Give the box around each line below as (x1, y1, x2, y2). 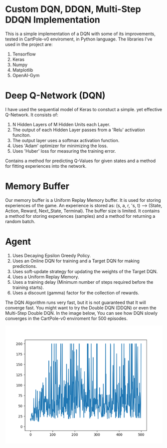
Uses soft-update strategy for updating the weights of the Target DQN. (12, 268, 158, 274)
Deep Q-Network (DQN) (5, 90, 106, 101)
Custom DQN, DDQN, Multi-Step (5, 4, 141, 15)
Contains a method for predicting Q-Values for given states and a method (5, 158, 156, 164)
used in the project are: (5, 41, 53, 47)
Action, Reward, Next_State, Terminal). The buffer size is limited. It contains (5, 208, 160, 214)
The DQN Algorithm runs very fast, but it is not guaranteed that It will (5, 299, 146, 305)
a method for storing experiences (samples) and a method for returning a (5, 213, 156, 219)
